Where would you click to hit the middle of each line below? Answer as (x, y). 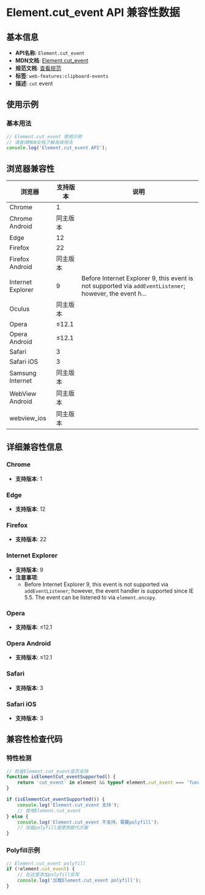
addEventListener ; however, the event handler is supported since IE (109, 590)
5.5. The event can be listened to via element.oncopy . (90, 597)
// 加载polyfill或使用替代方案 (53, 828)
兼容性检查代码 (34, 739)
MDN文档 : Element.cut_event (52, 61)
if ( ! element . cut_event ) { (41, 869)
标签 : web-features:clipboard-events (62, 76)
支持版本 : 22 (31, 540)
